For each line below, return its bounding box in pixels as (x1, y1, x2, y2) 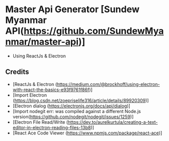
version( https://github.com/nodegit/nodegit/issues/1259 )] (12, 114, 134, 120)
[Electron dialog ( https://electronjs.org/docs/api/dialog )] (12, 103, 131, 109)
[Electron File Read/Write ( (12, 119, 68, 125)
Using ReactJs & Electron (12, 52, 66, 59)
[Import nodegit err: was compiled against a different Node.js (12, 108, 141, 114)
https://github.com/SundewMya (23, 25, 164, 37)
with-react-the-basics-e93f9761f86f (12, 87, 90, 93)
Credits (5, 68, 30, 76)
